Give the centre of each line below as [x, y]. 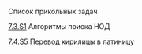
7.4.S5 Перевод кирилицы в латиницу [71, 41]
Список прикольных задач [53, 11]
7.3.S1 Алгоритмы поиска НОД [59, 26]
